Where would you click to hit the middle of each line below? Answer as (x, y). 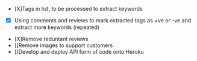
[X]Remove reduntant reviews (51, 39)
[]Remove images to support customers (64, 45)
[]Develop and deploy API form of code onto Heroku (79, 52)
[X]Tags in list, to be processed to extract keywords (78, 9)
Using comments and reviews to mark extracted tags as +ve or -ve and (103, 20)
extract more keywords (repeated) (57, 27)
